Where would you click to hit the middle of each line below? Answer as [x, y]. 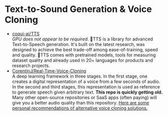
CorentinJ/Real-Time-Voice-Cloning [49, 70]
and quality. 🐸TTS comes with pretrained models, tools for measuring [84, 55]
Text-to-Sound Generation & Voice [78, 9]
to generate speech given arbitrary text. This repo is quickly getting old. [87, 92]
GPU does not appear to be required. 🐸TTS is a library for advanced [82, 39]
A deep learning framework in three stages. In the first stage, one [80, 76]
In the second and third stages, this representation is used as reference [86, 86]
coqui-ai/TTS [26, 33]
